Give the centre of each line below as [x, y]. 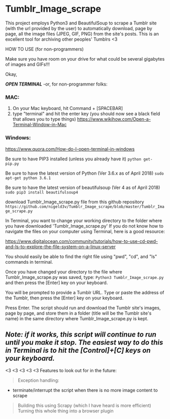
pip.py [12, 163]
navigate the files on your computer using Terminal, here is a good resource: [85, 231]
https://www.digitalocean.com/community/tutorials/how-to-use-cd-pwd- [82, 241]
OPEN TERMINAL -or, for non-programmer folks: [56, 84]
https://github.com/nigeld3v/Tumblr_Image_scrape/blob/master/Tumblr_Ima [85, 207]
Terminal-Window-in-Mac [40, 125]
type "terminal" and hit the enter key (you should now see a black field [86, 114]
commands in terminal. [29, 262]
